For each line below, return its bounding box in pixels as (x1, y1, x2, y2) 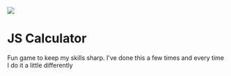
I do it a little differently (7, 61, 73, 69)
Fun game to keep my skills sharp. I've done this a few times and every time (7, 53, 225, 62)
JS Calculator (7, 31, 87, 47)
